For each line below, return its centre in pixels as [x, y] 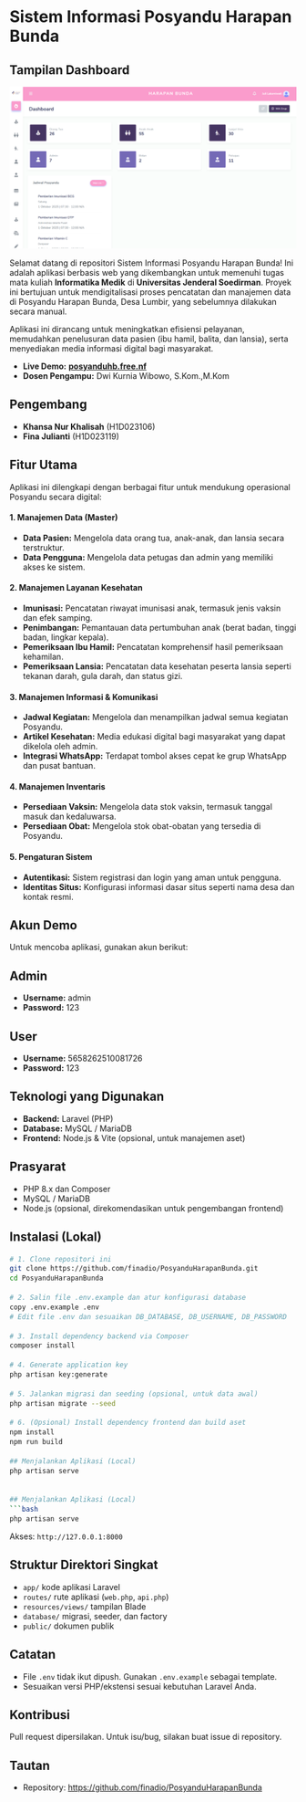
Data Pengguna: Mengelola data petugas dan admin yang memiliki [148, 557]
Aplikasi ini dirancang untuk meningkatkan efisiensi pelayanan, [127, 329]
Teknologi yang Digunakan [87, 1097]
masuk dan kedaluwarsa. [69, 817]
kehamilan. [43, 657]
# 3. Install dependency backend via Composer [99, 1336]
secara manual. [38, 311]
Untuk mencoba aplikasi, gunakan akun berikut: [99, 948]
